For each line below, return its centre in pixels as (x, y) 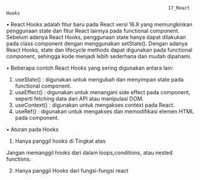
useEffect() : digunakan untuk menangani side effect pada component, (103, 92)
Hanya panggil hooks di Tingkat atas (60, 141)
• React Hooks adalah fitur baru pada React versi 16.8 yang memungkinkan (99, 24)
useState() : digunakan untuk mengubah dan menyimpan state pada (99, 79)
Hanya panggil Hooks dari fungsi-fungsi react (72, 171)
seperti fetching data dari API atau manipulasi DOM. (79, 99)
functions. (19, 159)
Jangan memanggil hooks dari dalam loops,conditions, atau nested (89, 153)
